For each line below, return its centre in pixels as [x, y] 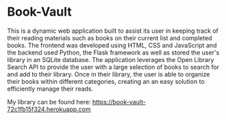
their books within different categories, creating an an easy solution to [106, 81]
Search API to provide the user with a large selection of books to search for [113, 67]
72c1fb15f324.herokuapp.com [49, 109]
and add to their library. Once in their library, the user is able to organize [109, 74]
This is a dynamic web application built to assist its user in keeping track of [113, 31]
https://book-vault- [119, 102]
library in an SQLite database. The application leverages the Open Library [111, 59]
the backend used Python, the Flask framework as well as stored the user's [113, 52]
